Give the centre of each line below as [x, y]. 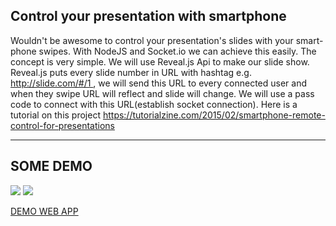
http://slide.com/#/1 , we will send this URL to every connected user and [159, 83]
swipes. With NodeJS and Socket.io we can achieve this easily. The [177, 51]
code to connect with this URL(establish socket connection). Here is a [154, 104]
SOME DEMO [51, 166]
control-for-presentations [62, 125]
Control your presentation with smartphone [148, 16]
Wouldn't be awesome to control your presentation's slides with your [152, 40]
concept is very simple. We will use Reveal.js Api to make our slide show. [160, 61]
